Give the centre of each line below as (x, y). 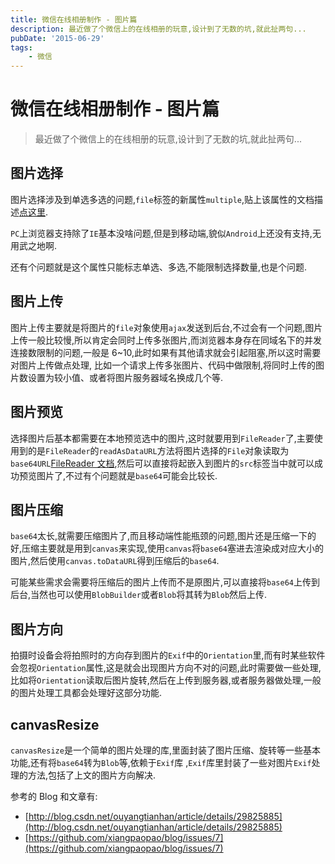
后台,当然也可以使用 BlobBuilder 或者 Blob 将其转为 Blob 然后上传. (139, 595)
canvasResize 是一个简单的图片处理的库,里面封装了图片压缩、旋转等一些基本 (165, 750)
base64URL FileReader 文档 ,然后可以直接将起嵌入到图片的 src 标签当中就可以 (162, 463)
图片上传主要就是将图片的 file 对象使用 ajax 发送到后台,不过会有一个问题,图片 (166, 327)
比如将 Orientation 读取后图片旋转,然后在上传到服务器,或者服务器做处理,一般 (166, 680)
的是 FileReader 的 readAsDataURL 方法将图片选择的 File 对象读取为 (158, 450)
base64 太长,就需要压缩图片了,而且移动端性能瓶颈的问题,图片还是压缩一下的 (163, 536)
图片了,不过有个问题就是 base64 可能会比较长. (127, 475)
